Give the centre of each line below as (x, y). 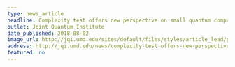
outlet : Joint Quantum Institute (56, 27)
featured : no (26, 53)
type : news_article (36, 14)
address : (20, 46)
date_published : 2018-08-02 (48, 33)
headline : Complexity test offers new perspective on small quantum (109, 20)
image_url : (23, 40)
